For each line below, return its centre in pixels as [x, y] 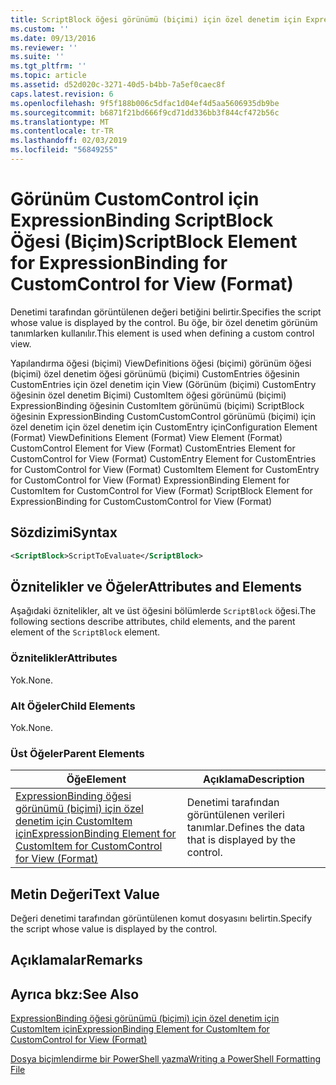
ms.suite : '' [37, 57]
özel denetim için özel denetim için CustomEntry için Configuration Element [164, 427]
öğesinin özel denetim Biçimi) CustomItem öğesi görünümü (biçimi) [148, 395]
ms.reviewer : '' [44, 47]
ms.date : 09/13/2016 [53, 38]
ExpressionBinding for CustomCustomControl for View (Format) [141, 501]
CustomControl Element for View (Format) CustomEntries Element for [153, 448]
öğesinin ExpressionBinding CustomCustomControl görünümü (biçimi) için [163, 416]
